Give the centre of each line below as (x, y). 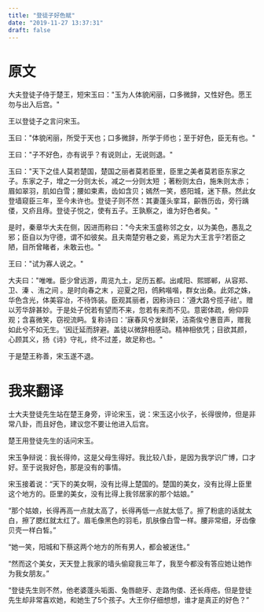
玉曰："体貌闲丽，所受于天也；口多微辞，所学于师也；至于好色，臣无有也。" (132, 138)
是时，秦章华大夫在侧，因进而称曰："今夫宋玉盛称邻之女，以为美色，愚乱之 (130, 227)
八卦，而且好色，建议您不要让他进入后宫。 (84, 424)
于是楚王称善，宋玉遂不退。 (53, 356)
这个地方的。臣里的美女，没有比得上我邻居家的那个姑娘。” (101, 494)
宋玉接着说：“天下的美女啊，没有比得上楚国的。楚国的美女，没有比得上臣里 (130, 484)
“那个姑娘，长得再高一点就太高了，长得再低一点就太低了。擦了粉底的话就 (127, 511)
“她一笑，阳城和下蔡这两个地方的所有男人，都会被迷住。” (99, 547)
